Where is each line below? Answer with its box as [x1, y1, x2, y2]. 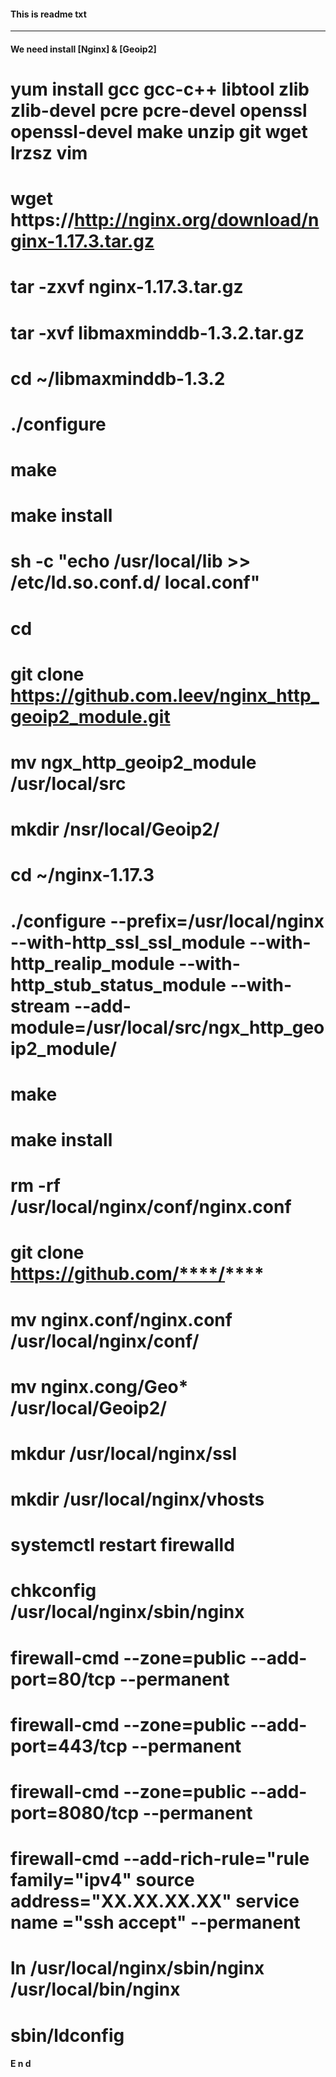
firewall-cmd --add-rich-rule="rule [10, 1848, 310, 1870]
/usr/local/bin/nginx [10, 1978, 181, 2001]
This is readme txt [10, 8, 87, 20]
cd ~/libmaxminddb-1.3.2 [10, 367, 226, 390]
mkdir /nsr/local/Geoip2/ [10, 818, 220, 841]
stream [10, 995, 71, 1017]
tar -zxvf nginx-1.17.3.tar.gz [10, 276, 244, 299]
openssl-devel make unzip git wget [10, 120, 308, 143]
